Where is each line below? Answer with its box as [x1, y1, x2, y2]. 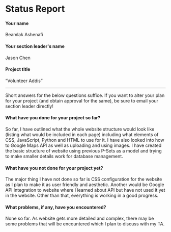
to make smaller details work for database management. [5, 153, 123, 159]
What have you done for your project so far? [5, 115, 101, 121]
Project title [5, 66, 31, 72]
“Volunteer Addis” [5, 78, 43, 84]
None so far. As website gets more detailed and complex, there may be [5, 215, 154, 222]
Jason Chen [5, 55, 31, 61]
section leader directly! [5, 103, 53, 109]
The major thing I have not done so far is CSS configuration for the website [5, 176, 162, 183]
